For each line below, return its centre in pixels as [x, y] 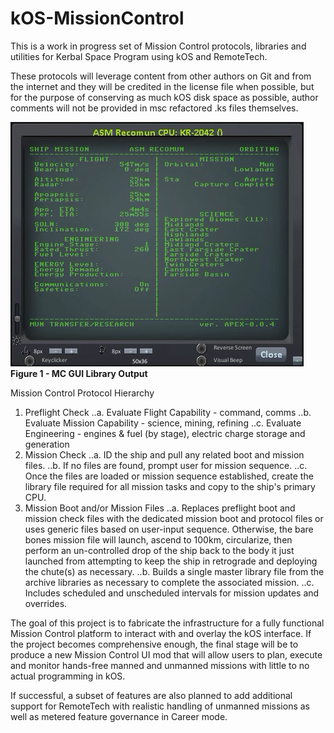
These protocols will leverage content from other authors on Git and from [161, 76]
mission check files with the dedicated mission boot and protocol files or [174, 518]
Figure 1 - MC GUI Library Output [79, 373]
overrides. [46, 603]
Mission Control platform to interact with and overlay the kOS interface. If [161, 633]
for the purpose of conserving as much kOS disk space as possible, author [164, 97]
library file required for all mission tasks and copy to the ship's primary [170, 486]
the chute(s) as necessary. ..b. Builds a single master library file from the [174, 571]
